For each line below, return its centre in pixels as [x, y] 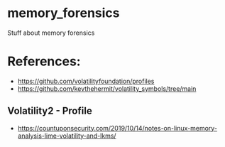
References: [44, 61]
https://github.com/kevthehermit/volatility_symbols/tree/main [107, 88]
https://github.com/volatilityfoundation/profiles [86, 81]
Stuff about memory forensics [51, 33]
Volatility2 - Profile [50, 111]
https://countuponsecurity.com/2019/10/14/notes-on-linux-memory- [117, 128]
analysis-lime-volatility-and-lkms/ [67, 136]
